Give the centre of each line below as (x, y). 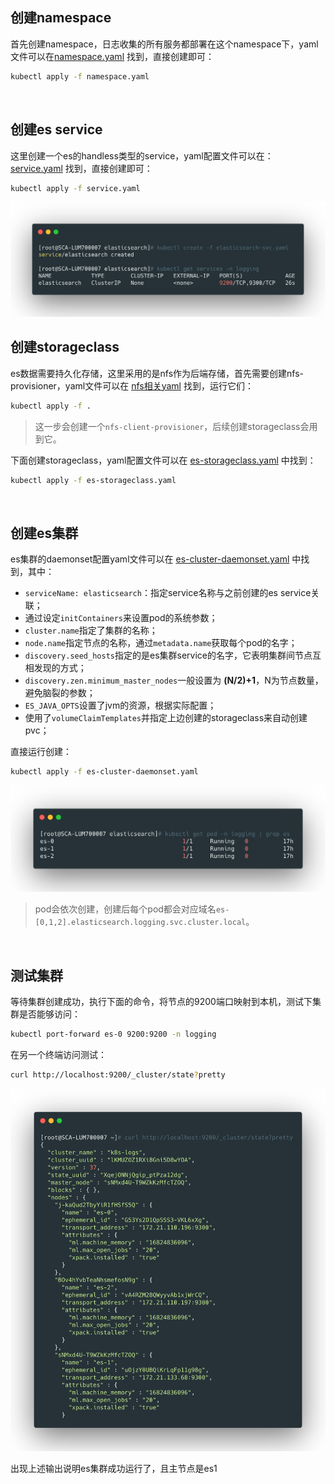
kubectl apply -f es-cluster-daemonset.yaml (104, 772)
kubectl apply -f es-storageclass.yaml (93, 480)
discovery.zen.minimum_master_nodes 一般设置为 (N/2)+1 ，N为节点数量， (174, 680)
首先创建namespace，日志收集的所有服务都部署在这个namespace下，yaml (164, 44)
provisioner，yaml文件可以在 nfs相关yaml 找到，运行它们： (132, 385)
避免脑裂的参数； (60, 693)
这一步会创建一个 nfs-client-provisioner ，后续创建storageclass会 (172, 426)
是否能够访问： (49, 1014)
